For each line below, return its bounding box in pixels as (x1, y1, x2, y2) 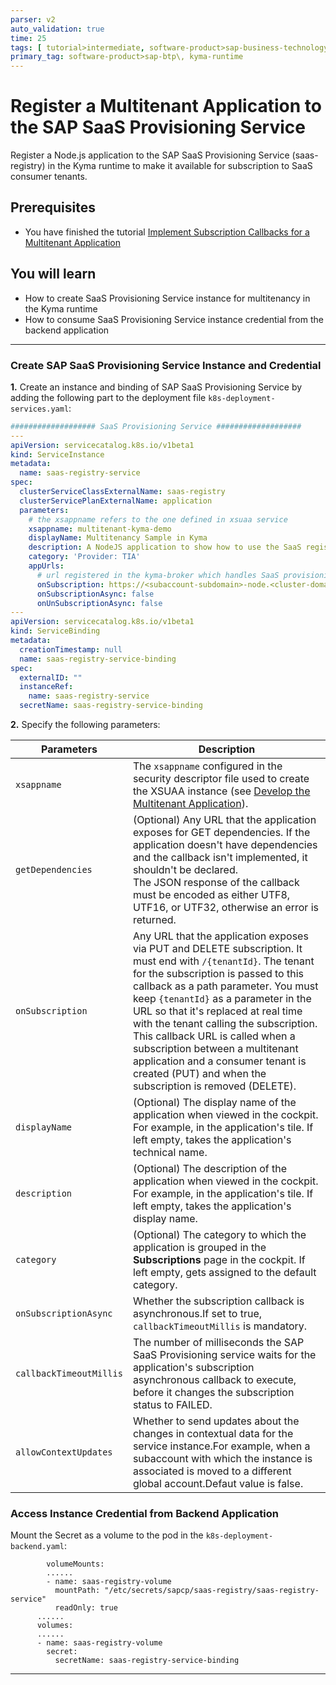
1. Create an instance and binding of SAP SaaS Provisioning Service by (10, 381, 303, 393)
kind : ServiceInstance (10, 449, 105, 460)
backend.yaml (10, 1542, 65, 1552)
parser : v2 (10, 14, 56, 25)
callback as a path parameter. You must (132, 979, 319, 993)
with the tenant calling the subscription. (132, 1017, 318, 1031)
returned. (132, 913, 177, 927)
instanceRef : (19, 682, 74, 692)
